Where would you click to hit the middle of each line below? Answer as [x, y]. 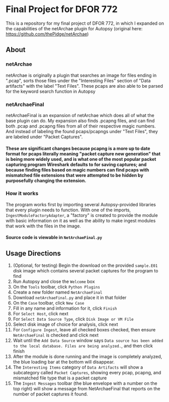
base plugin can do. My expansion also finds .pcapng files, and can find [80, 121]
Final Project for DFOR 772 [62, 9]
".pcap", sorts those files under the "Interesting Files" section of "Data [78, 80]
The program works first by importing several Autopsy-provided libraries [81, 204]
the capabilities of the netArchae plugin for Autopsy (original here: [74, 28]
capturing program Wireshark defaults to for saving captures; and [76, 164]
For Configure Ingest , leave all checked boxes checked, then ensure [84, 330]
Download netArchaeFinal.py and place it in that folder [70, 298]
